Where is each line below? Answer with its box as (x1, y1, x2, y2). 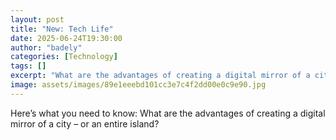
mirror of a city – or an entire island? (10, 117, 160, 130)
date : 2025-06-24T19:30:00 (10, 33, 123, 43)
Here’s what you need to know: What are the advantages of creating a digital (10, 107, 326, 119)
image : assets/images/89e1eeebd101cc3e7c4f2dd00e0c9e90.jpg (10, 80, 267, 90)
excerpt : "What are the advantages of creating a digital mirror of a (10, 71, 311, 81)
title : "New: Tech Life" (10, 24, 114, 34)
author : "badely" (10, 42, 83, 53)
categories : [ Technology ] (10, 52, 118, 62)
